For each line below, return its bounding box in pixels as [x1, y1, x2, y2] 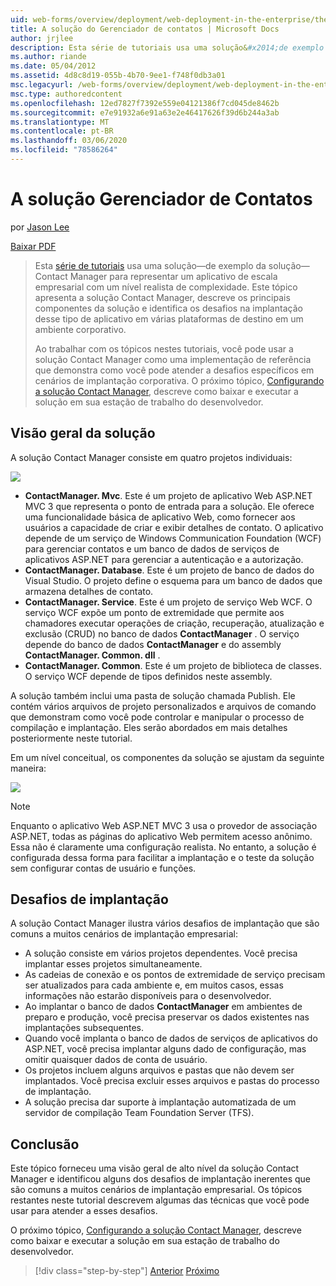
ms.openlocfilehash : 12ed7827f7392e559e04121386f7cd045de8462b [10, 98, 280, 108]
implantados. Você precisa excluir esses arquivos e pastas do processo [24, 1075, 320, 1087]
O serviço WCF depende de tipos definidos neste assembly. [24, 670, 273, 682]
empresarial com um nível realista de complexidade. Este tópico [34, 281, 298, 293]
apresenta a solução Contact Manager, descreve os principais [34, 291, 291, 303]
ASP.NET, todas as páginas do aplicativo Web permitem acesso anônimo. [10, 830, 313, 842]
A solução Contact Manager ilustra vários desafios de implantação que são [10, 917, 320, 930]
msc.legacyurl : [10, 80, 74, 90]
